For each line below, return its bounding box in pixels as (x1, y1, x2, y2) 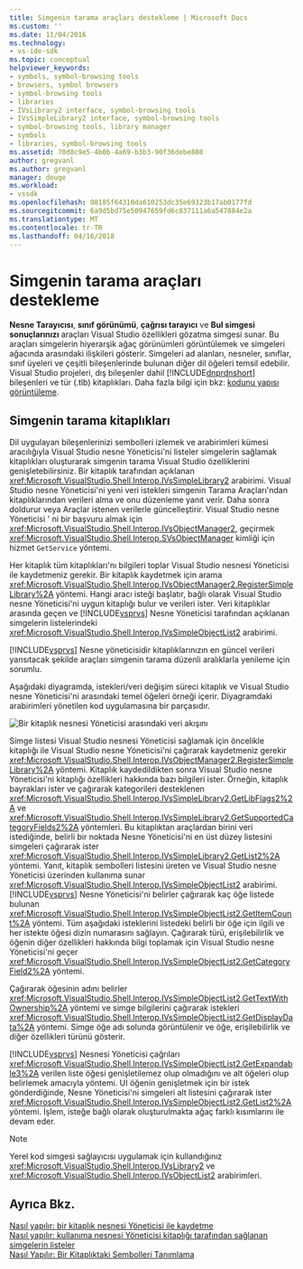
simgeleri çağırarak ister (9, 841, 99, 852)
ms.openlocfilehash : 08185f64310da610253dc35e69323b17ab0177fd (9, 198, 252, 208)
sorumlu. (9, 664, 42, 675)
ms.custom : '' (9, 22, 63, 31)
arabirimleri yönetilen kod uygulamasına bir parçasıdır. (9, 701, 210, 712)
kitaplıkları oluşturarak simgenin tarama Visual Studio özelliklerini (9, 456, 250, 467)
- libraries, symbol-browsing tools (9, 139, 147, 148)
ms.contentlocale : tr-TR (9, 223, 103, 232)
